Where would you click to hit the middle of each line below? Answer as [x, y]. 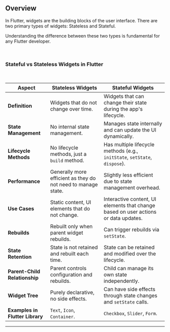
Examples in [23, 310]
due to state [118, 181]
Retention [20, 257]
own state [115, 275]
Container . [62, 317]
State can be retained [129, 247]
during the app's [123, 109]
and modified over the [130, 254]
